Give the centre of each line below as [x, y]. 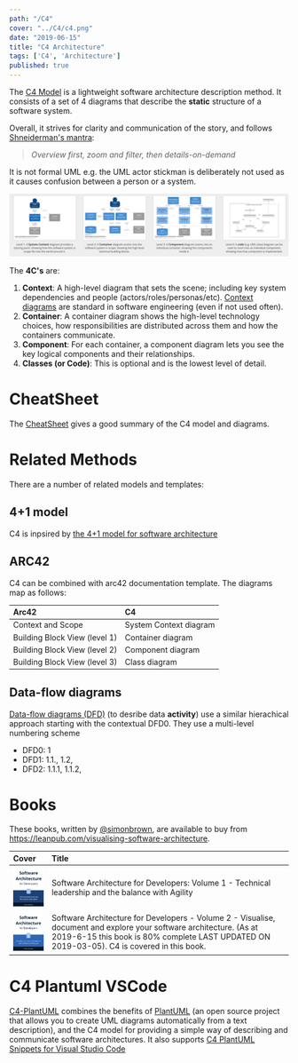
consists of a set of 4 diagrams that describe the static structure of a [135, 101]
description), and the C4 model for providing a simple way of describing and [149, 1029]
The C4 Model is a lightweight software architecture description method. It [145, 92]
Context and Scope [48, 625]
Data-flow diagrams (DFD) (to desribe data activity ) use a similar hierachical [149, 714]
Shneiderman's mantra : [52, 137]
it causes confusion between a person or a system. [103, 181]
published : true [39, 66]
